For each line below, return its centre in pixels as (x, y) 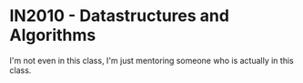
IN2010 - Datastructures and (120, 16)
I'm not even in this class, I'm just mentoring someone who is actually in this (151, 60)
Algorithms (53, 35)
